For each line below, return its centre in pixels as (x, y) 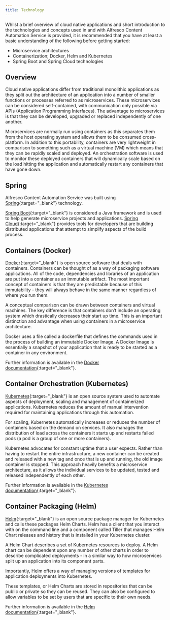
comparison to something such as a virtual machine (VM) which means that (84, 148)
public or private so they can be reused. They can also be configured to (80, 591)
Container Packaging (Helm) (51, 506)
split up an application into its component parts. (55, 561)
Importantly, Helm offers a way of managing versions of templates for (78, 571)
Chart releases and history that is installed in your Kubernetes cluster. (78, 535)
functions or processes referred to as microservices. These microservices (83, 100)
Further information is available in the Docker (52, 363)
